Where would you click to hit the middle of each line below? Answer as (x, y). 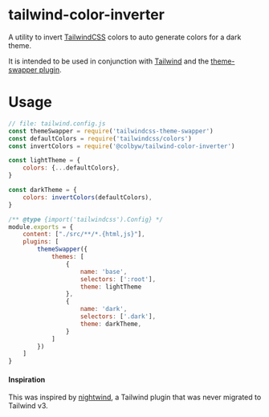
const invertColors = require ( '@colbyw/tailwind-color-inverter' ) (122, 146)
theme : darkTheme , (111, 324)
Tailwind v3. (28, 406)
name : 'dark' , (104, 309)
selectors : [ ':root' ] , (118, 279)
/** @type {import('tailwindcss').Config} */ (86, 219)
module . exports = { (41, 227)
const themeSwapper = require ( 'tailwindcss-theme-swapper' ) (111, 131)
